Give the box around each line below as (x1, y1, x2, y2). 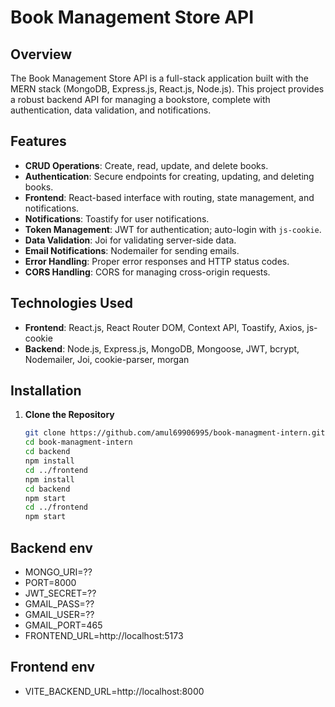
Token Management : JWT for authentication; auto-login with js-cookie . (24, 223, 322, 235)
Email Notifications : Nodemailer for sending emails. (24, 244, 240, 256)
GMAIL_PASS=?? (24, 598, 95, 610)
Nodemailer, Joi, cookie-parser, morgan (24, 353, 190, 365)
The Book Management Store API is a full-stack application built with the (10, 72, 309, 84)
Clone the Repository (24, 409, 115, 421)
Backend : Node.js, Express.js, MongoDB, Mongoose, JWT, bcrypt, (24, 342, 300, 355)
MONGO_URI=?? (24, 566, 93, 578)
